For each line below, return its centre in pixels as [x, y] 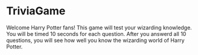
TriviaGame [36, 11]
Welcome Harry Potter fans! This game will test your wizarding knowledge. [99, 27]
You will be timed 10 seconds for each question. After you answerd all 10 [96, 33]
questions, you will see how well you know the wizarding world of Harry [96, 40]
